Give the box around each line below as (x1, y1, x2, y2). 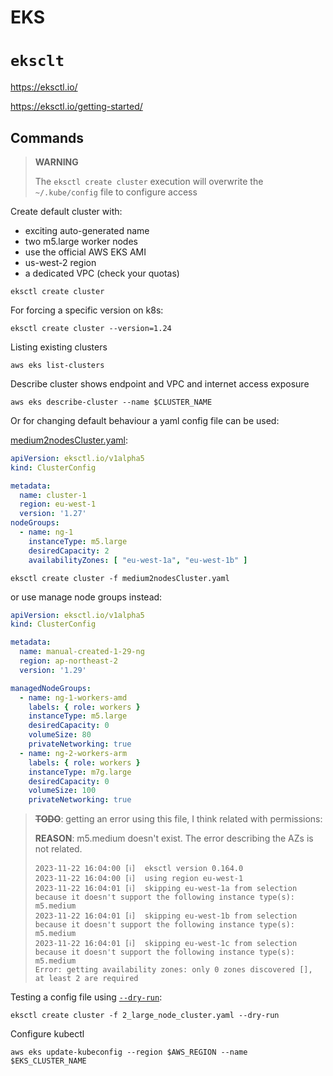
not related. (34, 843, 83, 855)
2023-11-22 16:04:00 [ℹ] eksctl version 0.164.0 (34, 864, 244, 874)
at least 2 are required (34, 974, 139, 984)
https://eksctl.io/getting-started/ (10, 101, 143, 113)
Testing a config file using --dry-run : (10, 991, 163, 1003)
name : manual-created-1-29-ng (19, 647, 145, 657)
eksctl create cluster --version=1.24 (10, 323, 172, 333)
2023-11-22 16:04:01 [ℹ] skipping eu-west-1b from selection (34, 911, 298, 921)
